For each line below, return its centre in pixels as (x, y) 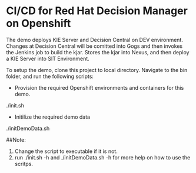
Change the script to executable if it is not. (66, 151)
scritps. (24, 164)
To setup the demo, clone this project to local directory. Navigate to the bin (97, 70)
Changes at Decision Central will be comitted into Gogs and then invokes (94, 46)
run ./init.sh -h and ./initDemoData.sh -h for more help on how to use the (102, 157)
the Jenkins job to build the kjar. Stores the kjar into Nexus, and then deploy (98, 52)
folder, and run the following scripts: (50, 76)
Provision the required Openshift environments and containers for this (99, 87)
